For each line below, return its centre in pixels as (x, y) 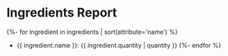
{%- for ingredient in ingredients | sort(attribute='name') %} (92, 32)
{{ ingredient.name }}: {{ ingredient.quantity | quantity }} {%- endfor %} (119, 45)
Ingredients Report (62, 13)
